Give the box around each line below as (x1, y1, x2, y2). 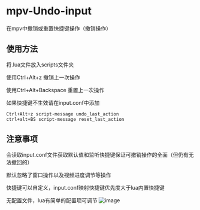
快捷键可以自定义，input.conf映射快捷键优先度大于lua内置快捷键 (6, 184, 165, 191)
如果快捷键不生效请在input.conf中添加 (6, 99, 100, 106)
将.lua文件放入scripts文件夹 (6, 61, 74, 68)
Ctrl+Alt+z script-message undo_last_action (6, 111, 119, 117)
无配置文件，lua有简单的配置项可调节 (6, 196, 98, 204)
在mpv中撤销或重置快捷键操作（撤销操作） (6, 25, 112, 32)
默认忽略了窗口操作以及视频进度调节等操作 (6, 171, 111, 178)
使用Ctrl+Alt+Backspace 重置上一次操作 (6, 86, 105, 93)
